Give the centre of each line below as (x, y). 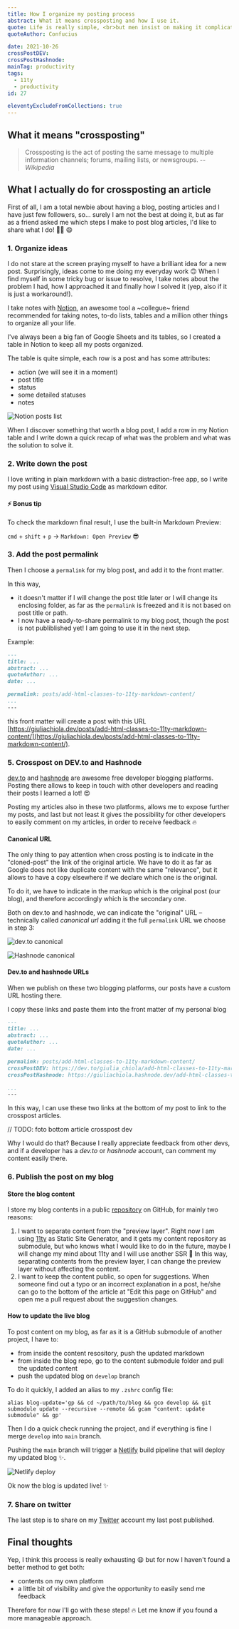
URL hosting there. (35, 995)
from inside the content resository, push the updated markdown (111, 1353)
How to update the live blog (49, 1316)
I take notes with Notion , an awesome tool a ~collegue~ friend (99, 308)
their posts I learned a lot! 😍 (49, 793)
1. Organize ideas (38, 248)
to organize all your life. (42, 323)
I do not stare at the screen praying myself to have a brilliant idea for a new (117, 264)
